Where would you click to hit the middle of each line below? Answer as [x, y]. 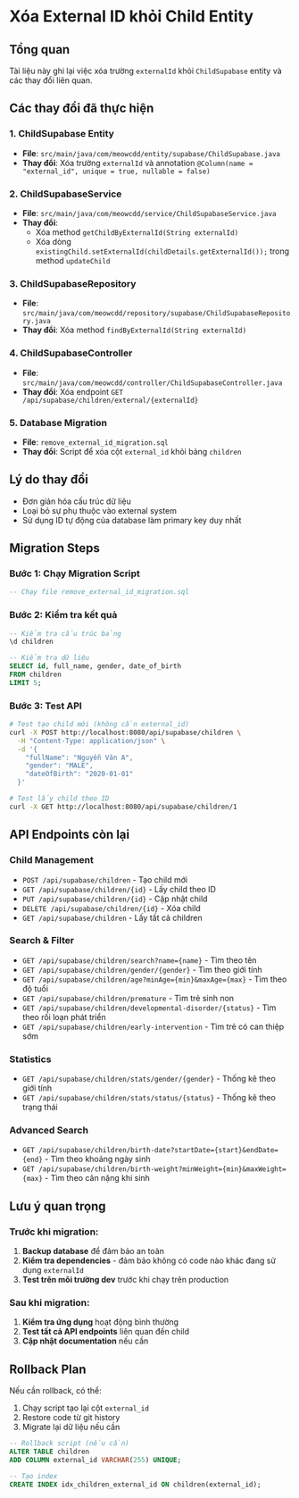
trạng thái [40, 1107]
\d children [31, 642]
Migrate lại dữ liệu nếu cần [71, 1427]
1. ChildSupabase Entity [62, 134]
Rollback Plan [48, 1369]
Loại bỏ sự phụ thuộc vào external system [99, 510]
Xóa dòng [53, 241]
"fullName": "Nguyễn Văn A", [79, 757]
